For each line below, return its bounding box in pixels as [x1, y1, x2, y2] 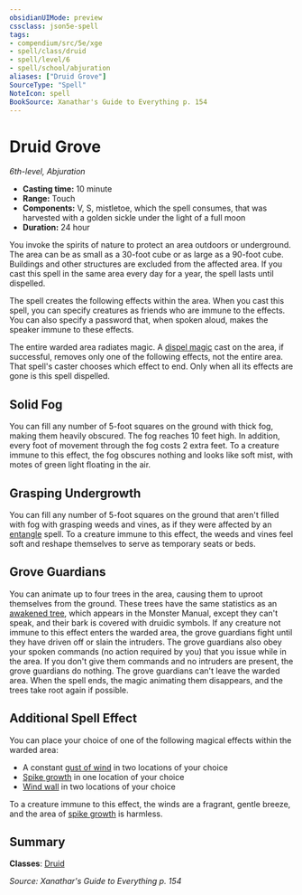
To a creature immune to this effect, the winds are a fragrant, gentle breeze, [9, 798, 291, 809]
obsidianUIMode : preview [9, 13, 103, 23]
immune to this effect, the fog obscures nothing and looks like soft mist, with [9, 449, 294, 461]
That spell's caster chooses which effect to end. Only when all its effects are [9, 361, 294, 372]
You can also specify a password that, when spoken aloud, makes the [9, 315, 269, 325]
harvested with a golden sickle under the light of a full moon [22, 212, 246, 223]
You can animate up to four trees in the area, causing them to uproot [9, 589, 263, 599]
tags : [9, 30, 30, 39]
